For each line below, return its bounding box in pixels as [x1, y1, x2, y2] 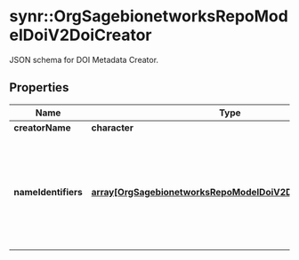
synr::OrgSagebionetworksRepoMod [9, 6, 289, 27]
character [91, 122, 133, 134]
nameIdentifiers [13, 185, 83, 198]
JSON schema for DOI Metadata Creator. [9, 54, 158, 65]
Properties [9, 80, 69, 95]
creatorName [13, 122, 71, 134]
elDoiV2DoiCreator [9, 25, 152, 45]
